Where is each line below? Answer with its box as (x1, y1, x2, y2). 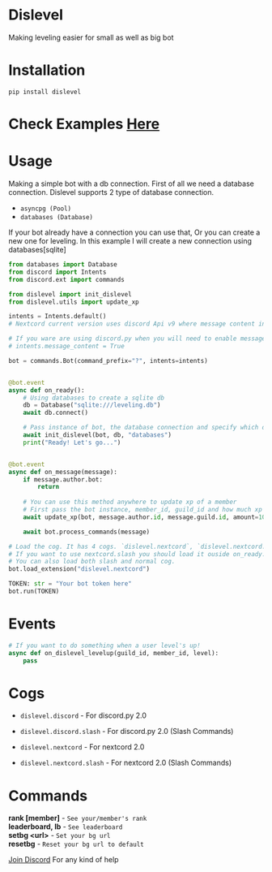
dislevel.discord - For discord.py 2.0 (19, 710, 147, 720)
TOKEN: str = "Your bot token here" (8, 580, 132, 588)
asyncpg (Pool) (19, 205, 72, 213)
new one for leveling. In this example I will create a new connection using (8, 236, 253, 245)
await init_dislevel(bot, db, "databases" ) (23, 431, 172, 439)
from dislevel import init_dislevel (8, 290, 132, 298)
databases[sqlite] (8, 245, 66, 254)
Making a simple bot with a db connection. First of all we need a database (8, 179, 255, 188)
